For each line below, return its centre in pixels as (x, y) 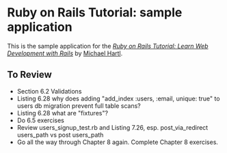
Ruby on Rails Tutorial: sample (95, 13)
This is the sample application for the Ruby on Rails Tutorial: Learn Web (108, 46)
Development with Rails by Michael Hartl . (65, 53)
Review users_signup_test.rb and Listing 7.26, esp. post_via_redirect (112, 127)
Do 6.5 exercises (41, 120)
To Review (30, 75)
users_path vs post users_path (60, 135)
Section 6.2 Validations (49, 91)
